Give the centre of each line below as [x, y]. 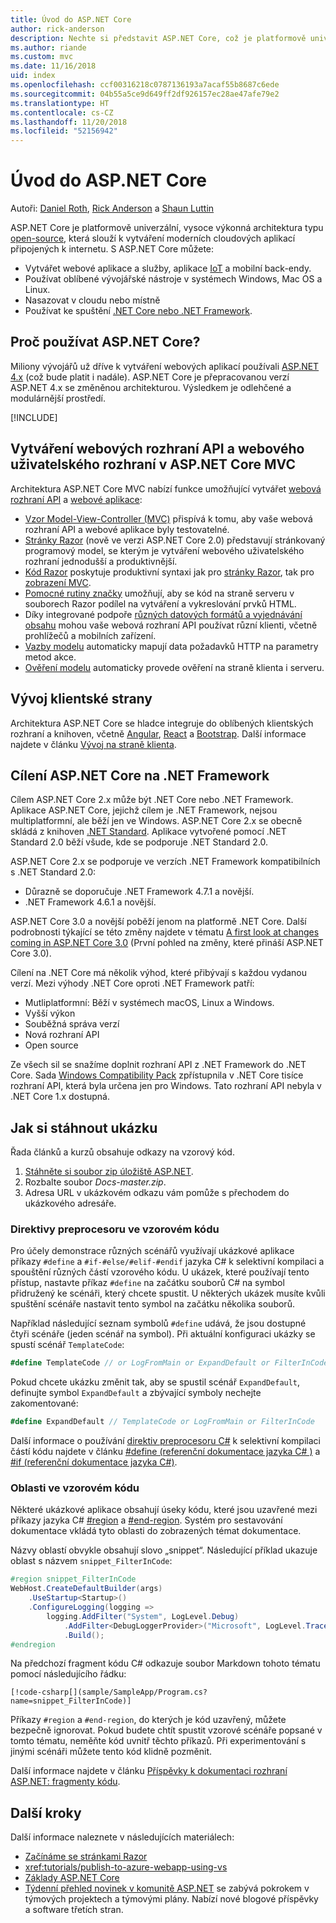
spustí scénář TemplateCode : [67, 1345]
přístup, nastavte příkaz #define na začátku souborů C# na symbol [147, 1283]
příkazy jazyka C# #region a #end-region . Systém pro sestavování [146, 1520]
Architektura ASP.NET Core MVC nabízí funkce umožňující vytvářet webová [166, 488]
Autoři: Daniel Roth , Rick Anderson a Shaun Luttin [112, 208]
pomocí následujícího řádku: [68, 1674]
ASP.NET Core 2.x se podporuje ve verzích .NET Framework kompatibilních [165, 862]
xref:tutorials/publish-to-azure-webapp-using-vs [126, 1867]
